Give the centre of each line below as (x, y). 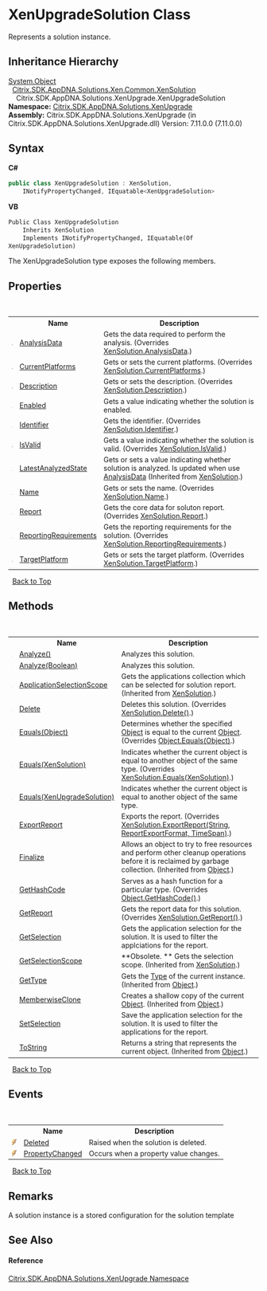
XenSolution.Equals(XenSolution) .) (178, 777)
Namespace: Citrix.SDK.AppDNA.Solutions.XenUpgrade (101, 106)
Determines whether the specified (177, 724)
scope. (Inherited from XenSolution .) (181, 965)
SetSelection (40, 1024)
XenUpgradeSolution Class (99, 15)
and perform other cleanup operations (184, 853)
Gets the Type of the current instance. (183, 976)
